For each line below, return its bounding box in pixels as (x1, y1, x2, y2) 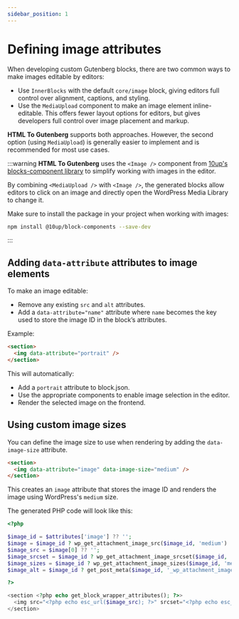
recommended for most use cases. (7, 145, 110, 154)
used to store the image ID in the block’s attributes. (17, 316, 167, 324)
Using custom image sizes (7, 419, 127, 431)
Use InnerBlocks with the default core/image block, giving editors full (17, 86, 220, 95)
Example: (7, 329, 35, 338)
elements (7, 268, 50, 280)
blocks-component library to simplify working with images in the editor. (7, 167, 216, 175)
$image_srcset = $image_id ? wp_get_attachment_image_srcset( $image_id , (7, 553, 228, 560)
